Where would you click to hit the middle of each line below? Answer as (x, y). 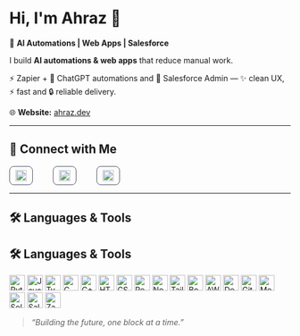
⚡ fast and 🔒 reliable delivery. (63, 91)
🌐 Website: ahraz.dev (50, 112)
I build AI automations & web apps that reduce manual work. (121, 60)
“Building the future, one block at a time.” (108, 322)
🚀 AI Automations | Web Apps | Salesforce (89, 43)
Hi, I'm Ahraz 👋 (65, 18)
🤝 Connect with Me (63, 150)
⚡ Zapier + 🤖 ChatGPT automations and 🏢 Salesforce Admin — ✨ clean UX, (147, 78)
